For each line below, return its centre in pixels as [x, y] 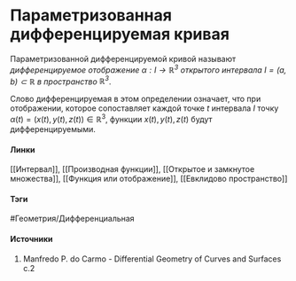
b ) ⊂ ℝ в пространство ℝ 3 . [61, 81]
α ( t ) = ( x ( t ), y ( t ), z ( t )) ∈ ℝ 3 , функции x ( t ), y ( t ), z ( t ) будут [111, 118]
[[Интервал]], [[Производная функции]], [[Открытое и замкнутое [132, 169]
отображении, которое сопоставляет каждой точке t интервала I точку [144, 108]
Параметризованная [91, 16]
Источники [31, 238]
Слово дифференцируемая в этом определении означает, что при [136, 99]
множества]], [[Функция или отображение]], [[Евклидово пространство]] [149, 179]
